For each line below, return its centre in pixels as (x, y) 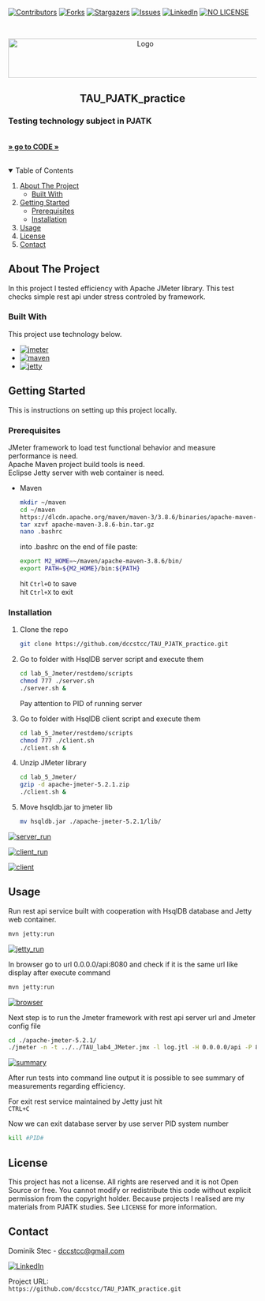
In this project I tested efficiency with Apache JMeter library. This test (121, 288)
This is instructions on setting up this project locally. (93, 409)
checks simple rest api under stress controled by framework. (107, 297)
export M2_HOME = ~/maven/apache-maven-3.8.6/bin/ (101, 561)
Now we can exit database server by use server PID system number (118, 1123)
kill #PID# (26, 1138)
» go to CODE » (34, 147)
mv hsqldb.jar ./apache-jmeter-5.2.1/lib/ (90, 822)
